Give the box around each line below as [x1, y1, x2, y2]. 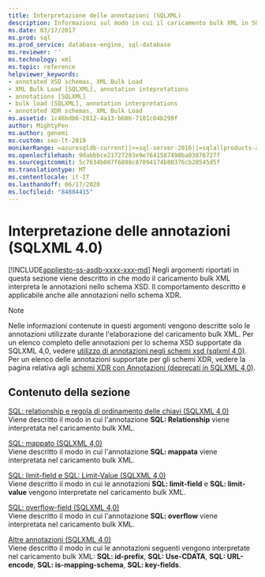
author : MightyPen [8, 122, 69, 130]
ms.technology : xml [8, 56, 73, 64]
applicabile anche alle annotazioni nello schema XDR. [8, 290, 182, 300]
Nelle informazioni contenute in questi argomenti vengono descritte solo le [8, 321, 251, 330]
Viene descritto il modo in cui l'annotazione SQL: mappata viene [8, 447, 218, 457]
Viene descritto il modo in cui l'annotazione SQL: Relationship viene [8, 415, 230, 424]
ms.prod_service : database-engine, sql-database [8, 41, 171, 49]
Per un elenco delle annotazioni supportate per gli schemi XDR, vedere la [8, 354, 246, 364]
